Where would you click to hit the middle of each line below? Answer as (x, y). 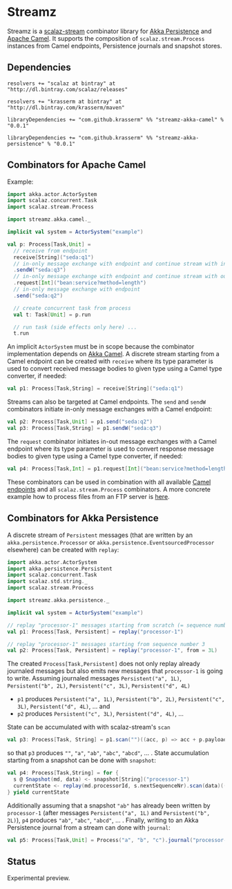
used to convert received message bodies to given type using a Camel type (115, 369)
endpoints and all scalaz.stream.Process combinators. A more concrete (109, 489)
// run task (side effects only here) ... (75, 327)
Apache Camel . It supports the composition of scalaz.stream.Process (106, 38)
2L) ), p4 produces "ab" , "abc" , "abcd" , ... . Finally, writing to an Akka (103, 820)
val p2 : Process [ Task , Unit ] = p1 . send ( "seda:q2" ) (80, 422)
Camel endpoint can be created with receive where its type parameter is (110, 361)
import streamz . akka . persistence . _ (58, 600)
